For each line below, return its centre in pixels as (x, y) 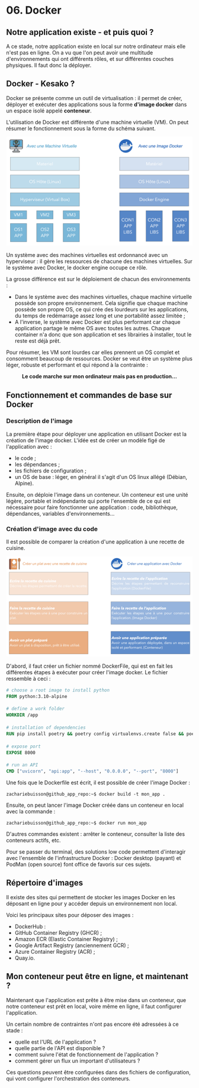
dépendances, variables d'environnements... (60, 513)
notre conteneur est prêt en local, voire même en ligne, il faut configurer (94, 1006)
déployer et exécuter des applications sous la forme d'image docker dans (97, 104)
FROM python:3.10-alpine (37, 696)
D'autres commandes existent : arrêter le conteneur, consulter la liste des (96, 834)
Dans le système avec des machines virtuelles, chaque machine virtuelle (103, 297)
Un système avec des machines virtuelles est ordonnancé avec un (87, 255)
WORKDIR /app (22, 715)
